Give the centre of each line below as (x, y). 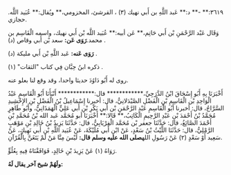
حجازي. (17, 19)
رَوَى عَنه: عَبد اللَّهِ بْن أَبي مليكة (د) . (53, 53)
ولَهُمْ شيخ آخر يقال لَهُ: (36, 164)
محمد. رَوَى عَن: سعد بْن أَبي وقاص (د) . (57, 40)
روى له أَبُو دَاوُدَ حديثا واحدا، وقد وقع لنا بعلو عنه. (68, 80)
